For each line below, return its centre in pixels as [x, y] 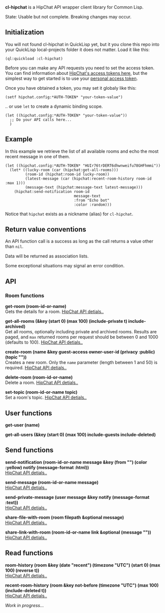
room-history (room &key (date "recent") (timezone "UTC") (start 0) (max [83, 565]
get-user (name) [23, 425]
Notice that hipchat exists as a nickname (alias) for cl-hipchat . [69, 214]
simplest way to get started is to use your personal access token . [71, 78]
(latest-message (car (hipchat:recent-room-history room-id [88, 179]
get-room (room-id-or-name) [36, 306]
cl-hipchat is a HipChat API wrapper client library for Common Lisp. [74, 7]
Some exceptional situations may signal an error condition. [65, 266]
